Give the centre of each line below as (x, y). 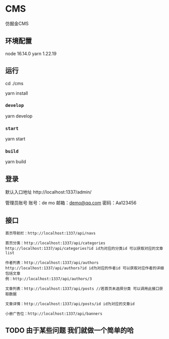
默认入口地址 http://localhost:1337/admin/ (48, 192)
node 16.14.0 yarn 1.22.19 (31, 53)
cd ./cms (14, 83)
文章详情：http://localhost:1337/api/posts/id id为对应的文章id (70, 304)
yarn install (17, 93)
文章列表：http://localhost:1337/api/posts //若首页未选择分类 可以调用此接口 (82, 289)
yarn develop (19, 116)
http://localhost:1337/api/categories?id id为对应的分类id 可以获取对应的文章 (84, 249)
